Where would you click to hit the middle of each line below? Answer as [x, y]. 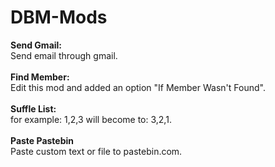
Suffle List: [33, 108]
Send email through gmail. [64, 55]
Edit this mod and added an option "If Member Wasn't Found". [138, 87]
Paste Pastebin [42, 140]
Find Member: [40, 77]
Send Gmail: [36, 45]
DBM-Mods [59, 17]
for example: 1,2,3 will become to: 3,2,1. [91, 119]
